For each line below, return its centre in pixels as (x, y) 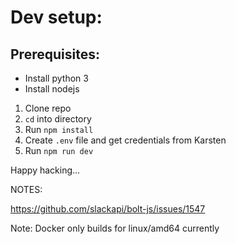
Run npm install (59, 129)
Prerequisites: (55, 54)
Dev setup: (56, 17)
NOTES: (26, 189)
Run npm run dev (59, 150)
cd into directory (58, 119)
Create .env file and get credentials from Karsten (125, 140)
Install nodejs (52, 89)
